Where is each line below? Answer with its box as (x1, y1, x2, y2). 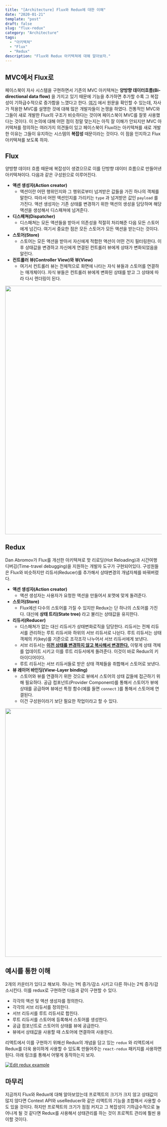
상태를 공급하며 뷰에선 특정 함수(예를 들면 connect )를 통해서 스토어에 (19, 686, 154, 692)
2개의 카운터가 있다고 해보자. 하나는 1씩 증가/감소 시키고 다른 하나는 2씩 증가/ (5, 981, 155, 987)
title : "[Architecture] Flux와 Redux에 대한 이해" (5, 7, 106, 12)
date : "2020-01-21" (5, 12, 46, 17)
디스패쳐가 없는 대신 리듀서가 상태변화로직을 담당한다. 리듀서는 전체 (19, 623, 150, 629)
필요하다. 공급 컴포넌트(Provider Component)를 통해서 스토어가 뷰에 (25, 679, 159, 685)
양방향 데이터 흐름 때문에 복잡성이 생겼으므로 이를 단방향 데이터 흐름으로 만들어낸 (5, 166, 162, 172)
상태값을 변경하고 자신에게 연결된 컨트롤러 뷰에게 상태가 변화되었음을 (25, 245, 158, 250)
